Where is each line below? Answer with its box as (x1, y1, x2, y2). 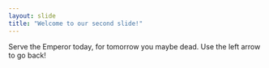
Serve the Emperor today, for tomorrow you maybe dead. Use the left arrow (8, 41, 261, 51)
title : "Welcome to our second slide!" (8, 19, 143, 28)
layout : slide (8, 11, 57, 20)
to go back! (8, 50, 46, 60)
